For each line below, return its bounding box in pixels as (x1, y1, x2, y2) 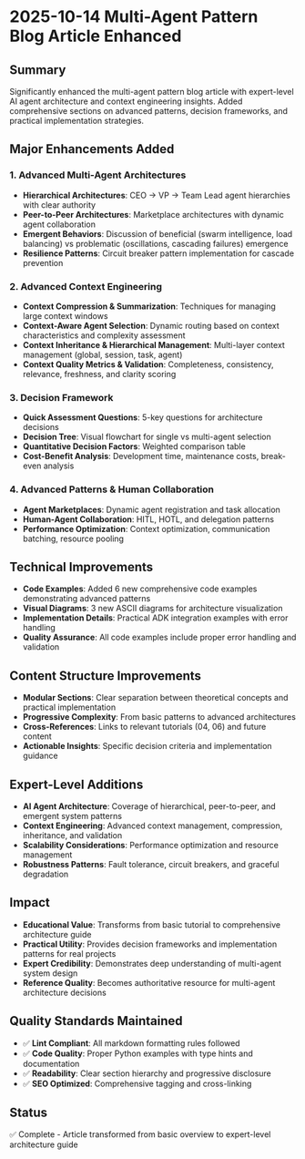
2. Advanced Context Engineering (9, 280, 162, 292)
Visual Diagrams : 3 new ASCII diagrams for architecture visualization (22, 603, 283, 614)
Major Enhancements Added (9, 141, 175, 157)
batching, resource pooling (22, 533, 125, 544)
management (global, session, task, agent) (22, 349, 183, 360)
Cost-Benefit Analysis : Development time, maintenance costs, (22, 451, 259, 462)
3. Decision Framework (9, 391, 114, 404)
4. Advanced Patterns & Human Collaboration (9, 483, 215, 496)
